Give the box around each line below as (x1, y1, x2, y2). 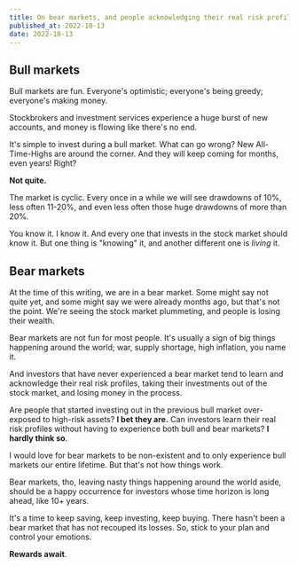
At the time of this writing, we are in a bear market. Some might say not (9, 287, 269, 297)
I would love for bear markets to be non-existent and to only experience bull (9, 450, 286, 460)
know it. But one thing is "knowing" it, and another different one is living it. (9, 238, 280, 248)
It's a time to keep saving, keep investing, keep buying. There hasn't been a (9, 513, 286, 523)
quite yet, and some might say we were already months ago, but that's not (9, 296, 280, 307)
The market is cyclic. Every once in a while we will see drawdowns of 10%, (9, 193, 282, 203)
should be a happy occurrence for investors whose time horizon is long (9, 486, 270, 497)
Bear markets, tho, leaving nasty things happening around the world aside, (9, 476, 282, 487)
